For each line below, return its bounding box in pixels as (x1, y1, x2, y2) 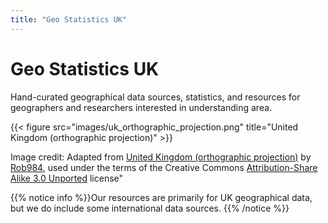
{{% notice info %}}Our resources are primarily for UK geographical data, (10, 191, 313, 203)
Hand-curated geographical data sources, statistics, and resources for (10, 91, 301, 103)
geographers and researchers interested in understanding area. (10, 101, 273, 113)
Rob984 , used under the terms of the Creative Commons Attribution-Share (10, 161, 318, 173)
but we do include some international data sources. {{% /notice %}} (10, 202, 290, 214)
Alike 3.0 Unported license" (10, 172, 124, 184)
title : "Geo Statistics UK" (10, 14, 128, 25)
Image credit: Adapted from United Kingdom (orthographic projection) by (10, 151, 312, 163)
